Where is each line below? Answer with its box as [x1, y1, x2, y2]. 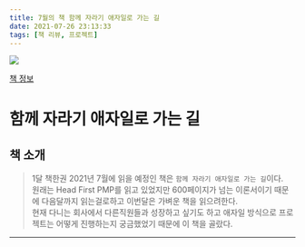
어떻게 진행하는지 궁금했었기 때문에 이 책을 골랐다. [55, 219, 233, 230]
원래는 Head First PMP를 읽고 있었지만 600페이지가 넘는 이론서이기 [31, 184, 272, 195]
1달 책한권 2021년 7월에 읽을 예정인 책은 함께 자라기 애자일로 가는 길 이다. [31, 173, 284, 184]
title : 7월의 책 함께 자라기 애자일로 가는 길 [9, 13, 161, 23]
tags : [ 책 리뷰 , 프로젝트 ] [9, 30, 98, 39]
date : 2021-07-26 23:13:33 [9, 22, 112, 31]
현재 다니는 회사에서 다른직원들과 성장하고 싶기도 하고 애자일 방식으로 [31, 207, 277, 218]
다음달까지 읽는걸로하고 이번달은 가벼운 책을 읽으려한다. [41, 196, 239, 207]
